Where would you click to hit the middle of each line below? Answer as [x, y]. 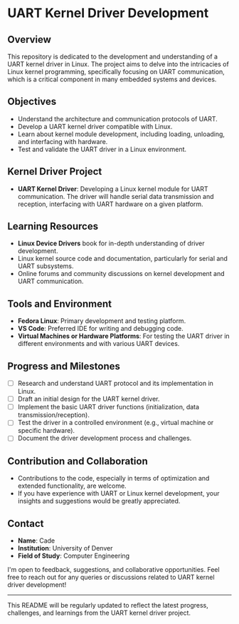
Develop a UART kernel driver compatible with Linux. [95, 126]
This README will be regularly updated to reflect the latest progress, [108, 605]
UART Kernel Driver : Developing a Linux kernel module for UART [113, 189]
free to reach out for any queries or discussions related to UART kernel [111, 577]
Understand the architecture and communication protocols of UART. [118, 118]
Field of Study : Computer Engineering [74, 556]
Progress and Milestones [64, 366]
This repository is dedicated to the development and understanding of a [113, 56]
